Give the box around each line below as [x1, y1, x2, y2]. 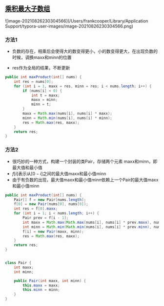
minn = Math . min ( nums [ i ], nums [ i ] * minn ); [22, 116, 112, 120]
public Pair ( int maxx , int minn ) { [14, 278, 86, 283]
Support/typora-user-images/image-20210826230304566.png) [5, 23, 133, 29]
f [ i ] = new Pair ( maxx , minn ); [22, 229, 84, 234]
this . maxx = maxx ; [22, 283, 60, 288]
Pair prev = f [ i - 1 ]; [22, 215, 69, 220]
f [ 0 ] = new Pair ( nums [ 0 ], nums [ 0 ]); [14, 202, 89, 207]
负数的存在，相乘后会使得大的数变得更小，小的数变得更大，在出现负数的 [12, 48, 158, 54]
